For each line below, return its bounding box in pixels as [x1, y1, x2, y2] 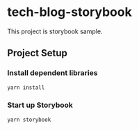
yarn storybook [7, 116, 51, 123]
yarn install [7, 84, 45, 91]
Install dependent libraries [7, 68, 98, 78]
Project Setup [7, 47, 68, 59]
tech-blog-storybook [7, 4, 132, 20]
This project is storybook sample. [7, 27, 103, 35]
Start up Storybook [7, 100, 73, 110]
